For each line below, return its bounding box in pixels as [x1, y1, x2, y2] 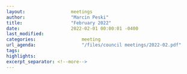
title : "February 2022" [6, 20, 112, 26]
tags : [6, 48, 20, 54]
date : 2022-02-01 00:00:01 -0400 [6, 25, 138, 32]
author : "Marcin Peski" [6, 14, 109, 20]
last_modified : [6, 31, 44, 37]
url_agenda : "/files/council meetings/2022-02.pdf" [6, 42, 182, 48]
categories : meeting [6, 36, 101, 42]
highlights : [6, 53, 36, 59]
